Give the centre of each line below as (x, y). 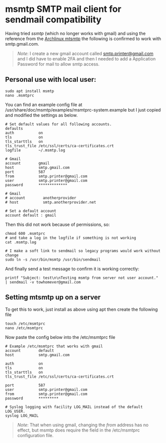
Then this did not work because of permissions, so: (57, 224)
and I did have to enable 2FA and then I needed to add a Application (86, 58)
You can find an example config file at (44, 105)
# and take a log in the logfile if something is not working (71, 238)
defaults (14, 128)
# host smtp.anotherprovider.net (51, 202)
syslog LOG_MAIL (22, 415)
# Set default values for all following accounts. (58, 124)
